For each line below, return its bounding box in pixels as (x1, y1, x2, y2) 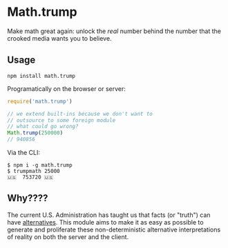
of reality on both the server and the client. (7, 232, 129, 241)
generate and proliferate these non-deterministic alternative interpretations (7, 225, 221, 234)
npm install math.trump (7, 72, 76, 79)
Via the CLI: (7, 149, 40, 156)
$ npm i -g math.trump (7, 162, 73, 169)
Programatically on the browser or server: (7, 84, 126, 93)
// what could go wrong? (7, 123, 79, 130)
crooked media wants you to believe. (7, 34, 112, 42)
